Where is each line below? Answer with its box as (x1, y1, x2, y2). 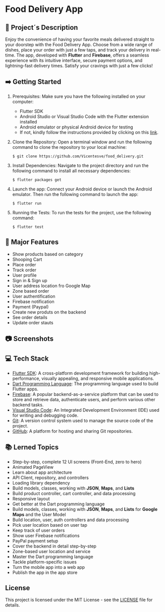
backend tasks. (12, 402, 44, 408)
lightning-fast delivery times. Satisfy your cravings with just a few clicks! (5, 63, 153, 68)
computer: (12, 98, 34, 105)
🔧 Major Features (5, 238, 59, 246)
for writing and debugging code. (12, 412, 78, 418)
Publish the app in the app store (12, 569, 78, 575)
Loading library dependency (12, 480, 70, 486)
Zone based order (12, 288, 50, 294)
